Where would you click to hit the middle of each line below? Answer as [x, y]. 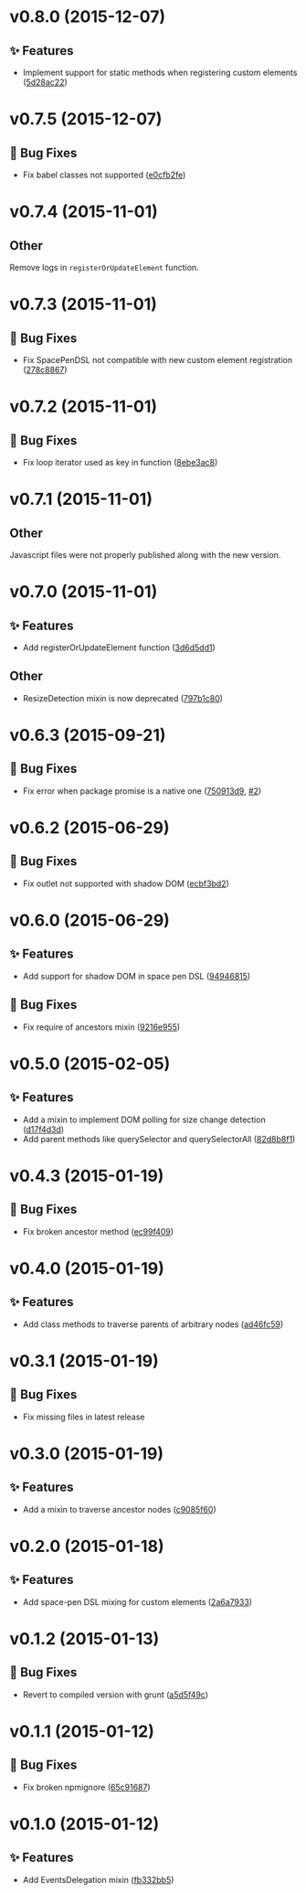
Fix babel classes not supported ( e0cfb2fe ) [104, 175]
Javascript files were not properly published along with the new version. [145, 555]
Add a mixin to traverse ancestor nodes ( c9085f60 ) [119, 1509]
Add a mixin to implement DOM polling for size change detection [144, 1119]
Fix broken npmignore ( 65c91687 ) [86, 1787]
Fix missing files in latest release [84, 1417]
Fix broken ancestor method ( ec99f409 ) [98, 1231]
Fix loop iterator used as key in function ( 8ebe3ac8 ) [120, 462]
